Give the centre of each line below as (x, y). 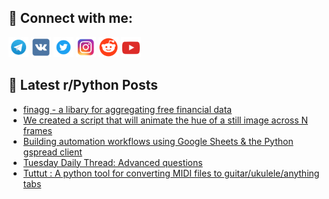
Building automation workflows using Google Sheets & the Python (158, 141)
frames (37, 130)
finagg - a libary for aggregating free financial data (127, 109)
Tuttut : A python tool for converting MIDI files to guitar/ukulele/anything (171, 173)
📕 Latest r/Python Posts (83, 85)
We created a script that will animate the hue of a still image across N (165, 120)
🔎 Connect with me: (70, 18)
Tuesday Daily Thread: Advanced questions (112, 162)
